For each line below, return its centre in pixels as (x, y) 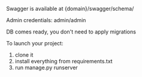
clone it (24, 55)
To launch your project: (35, 43)
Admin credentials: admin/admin (46, 20)
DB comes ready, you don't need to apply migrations (71, 32)
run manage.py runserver (46, 67)
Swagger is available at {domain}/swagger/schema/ (70, 9)
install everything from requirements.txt (64, 61)
